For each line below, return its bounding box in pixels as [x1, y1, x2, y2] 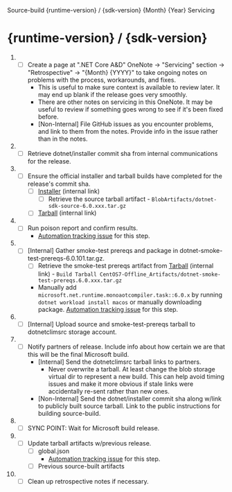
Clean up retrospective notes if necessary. [27, 477, 149, 485]
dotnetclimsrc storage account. [27, 328, 117, 336]
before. [37, 113, 59, 121]
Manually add [37, 283, 77, 291]
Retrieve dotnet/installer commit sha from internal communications [27, 150, 218, 157]
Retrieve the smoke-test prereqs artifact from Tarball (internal [37, 262, 214, 270]
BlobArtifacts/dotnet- [151, 196, 217, 203]
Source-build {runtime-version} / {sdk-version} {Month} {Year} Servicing [7, 6, 215, 14]
